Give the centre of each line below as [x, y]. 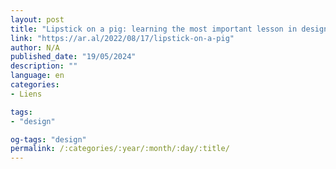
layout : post [37, 19]
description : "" [44, 66]
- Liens [26, 94]
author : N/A [35, 47]
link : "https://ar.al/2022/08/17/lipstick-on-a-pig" [122, 38]
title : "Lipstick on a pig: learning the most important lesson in [154, 29]
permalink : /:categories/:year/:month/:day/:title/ [120, 149]
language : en [37, 76]
